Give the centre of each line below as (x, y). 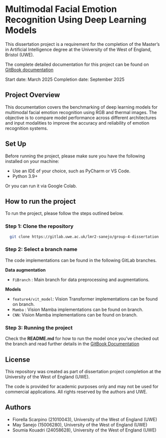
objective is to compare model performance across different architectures (81, 118)
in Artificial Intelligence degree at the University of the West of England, (78, 49)
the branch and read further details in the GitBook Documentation (72, 344)
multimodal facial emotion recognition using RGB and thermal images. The (81, 112)
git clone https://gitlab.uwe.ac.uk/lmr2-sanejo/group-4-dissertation (84, 237)
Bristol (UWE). (20, 55)
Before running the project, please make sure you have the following (75, 156)
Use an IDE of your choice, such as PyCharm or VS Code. (71, 171)
